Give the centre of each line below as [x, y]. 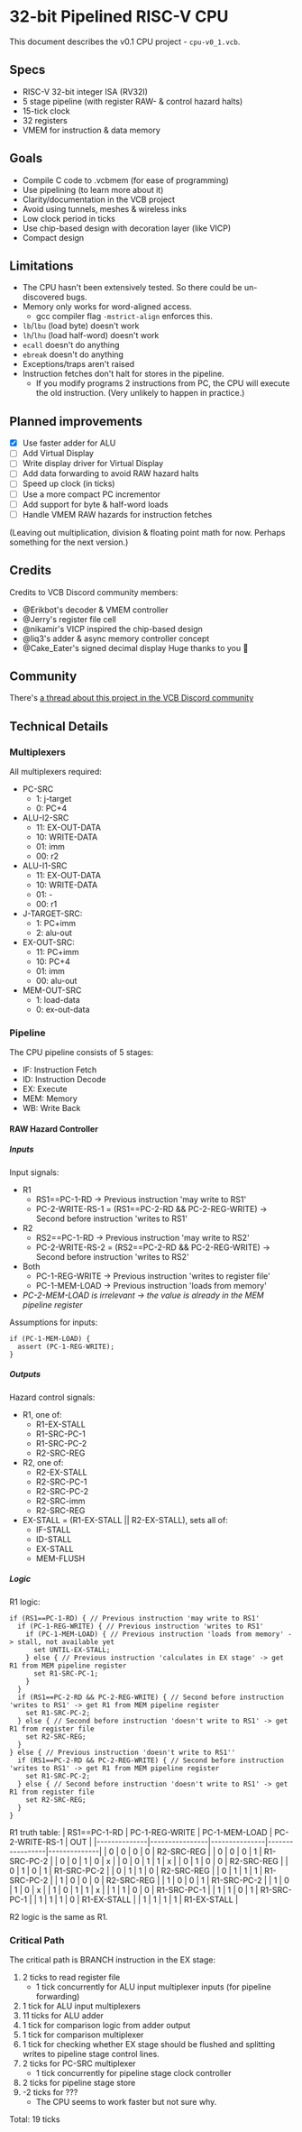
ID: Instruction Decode [64, 1080]
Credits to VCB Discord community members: [94, 592]
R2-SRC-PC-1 [61, 1482]
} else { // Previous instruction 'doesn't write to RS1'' [123, 1752]
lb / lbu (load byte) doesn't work [81, 326]
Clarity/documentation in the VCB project [99, 199]
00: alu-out [56, 981]
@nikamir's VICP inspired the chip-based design [112, 629]
